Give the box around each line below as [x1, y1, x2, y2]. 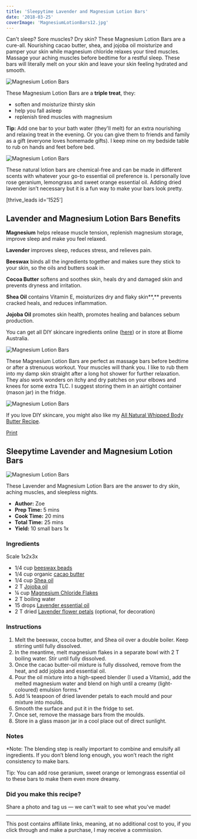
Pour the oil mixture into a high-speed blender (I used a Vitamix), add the [14, 673, 191, 680]
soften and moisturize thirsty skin [14, 101, 96, 108]
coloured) [14, 686, 39, 693]
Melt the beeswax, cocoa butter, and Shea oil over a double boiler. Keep [14, 636, 189, 643]
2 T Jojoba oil [14, 583, 48, 590]
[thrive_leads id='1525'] [6, 196, 63, 203]
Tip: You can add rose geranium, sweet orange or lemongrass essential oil [6, 769, 186, 776]
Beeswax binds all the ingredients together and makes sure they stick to [6, 258, 181, 265]
